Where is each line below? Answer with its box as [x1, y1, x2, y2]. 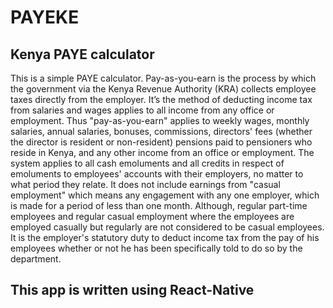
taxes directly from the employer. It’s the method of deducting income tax [10, 94, 313, 105]
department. [10, 253, 62, 265]
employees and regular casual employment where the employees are [10, 211, 295, 222]
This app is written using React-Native [10, 282, 255, 299]
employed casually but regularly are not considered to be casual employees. [10, 221, 325, 233]
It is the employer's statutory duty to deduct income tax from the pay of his [10, 232, 320, 243]
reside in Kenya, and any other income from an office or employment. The [10, 147, 315, 158]
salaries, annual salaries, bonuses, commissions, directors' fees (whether [10, 126, 313, 137]
